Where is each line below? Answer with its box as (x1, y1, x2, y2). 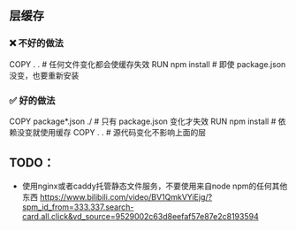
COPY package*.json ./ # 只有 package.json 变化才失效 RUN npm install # (9, 116, 277, 126)
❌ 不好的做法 (9, 37, 65, 50)
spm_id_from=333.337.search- (21, 202, 134, 212)
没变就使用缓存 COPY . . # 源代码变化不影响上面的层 (16, 126, 206, 137)
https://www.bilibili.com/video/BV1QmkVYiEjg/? (39, 191, 213, 202)
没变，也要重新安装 (9, 70, 80, 80)
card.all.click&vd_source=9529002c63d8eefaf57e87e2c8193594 (21, 211, 259, 221)
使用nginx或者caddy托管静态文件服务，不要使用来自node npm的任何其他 (21, 180, 288, 191)
